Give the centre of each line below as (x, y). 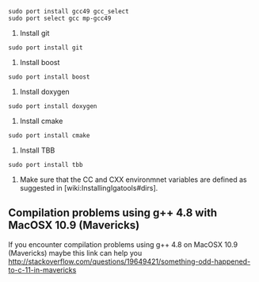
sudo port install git (46, 48)
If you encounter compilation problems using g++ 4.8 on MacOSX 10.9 (123, 244)
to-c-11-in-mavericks (42, 269)
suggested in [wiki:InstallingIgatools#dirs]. (89, 188)
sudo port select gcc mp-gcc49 (60, 18)
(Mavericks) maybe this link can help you (75, 253)
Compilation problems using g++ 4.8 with (113, 213)
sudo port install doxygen (53, 106)
